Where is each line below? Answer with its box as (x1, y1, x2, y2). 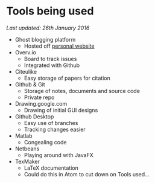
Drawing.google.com (14, 100, 68, 107)
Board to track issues (24, 55, 77, 62)
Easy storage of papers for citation (24, 74, 110, 82)
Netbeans (14, 145, 40, 152)
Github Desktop (14, 113, 54, 120)
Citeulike (14, 68, 37, 75)
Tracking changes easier (24, 126, 86, 133)
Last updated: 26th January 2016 (6, 24, 90, 31)
